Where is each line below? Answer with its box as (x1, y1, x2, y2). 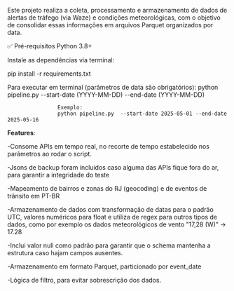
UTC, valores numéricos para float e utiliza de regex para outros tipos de (7, 213, 218, 221)
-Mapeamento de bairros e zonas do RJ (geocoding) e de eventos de (7, 184, 207, 192)
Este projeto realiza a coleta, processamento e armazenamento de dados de (7, 6, 228, 14)
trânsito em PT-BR (7, 192, 60, 200)
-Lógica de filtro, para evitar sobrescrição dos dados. (7, 276, 162, 284)
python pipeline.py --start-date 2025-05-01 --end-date (57, 110, 228, 117)
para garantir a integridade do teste (7, 171, 110, 179)
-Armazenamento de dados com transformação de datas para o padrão (7, 205, 214, 213)
